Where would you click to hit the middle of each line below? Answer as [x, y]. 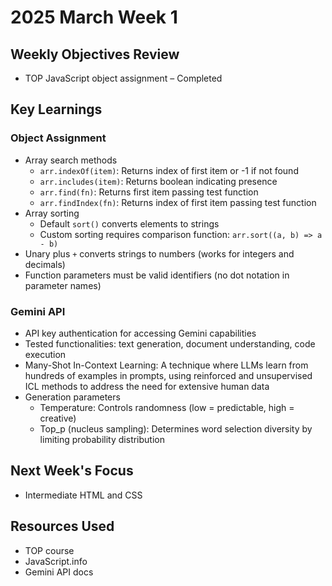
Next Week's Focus [72, 471]
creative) [58, 418]
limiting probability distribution [102, 439]
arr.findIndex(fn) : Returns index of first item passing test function [178, 202]
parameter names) [63, 285]
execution [45, 354]
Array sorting [52, 213]
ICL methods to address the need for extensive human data [147, 386]
